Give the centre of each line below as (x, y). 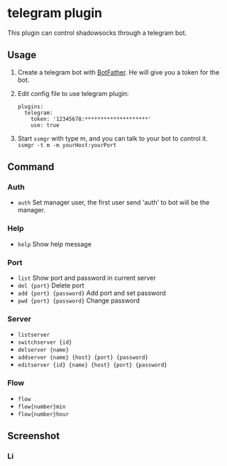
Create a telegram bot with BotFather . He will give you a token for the (118, 72)
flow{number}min (41, 406)
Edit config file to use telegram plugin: (73, 93)
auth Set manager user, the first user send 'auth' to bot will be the (113, 202)
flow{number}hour (43, 414)
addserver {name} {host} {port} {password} (83, 358)
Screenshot (34, 436)
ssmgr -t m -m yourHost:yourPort (67, 145)
